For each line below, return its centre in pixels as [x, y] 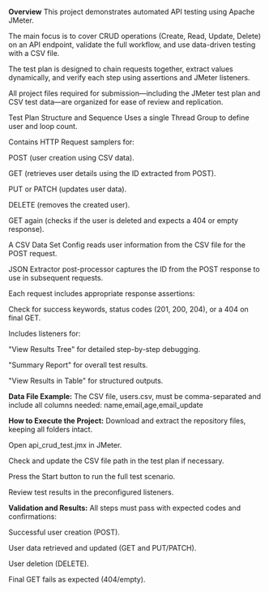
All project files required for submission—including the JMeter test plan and [134, 93]
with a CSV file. [34, 53]
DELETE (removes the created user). [69, 205]
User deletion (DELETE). [49, 564]
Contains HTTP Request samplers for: [72, 142]
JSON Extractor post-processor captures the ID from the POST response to [134, 269]
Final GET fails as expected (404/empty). [77, 579]
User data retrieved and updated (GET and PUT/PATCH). [102, 548]
